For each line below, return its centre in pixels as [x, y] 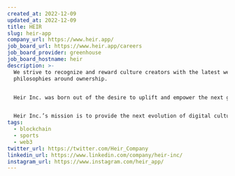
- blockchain [33, 129]
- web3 [23, 142]
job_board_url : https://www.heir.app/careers [74, 46]
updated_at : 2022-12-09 [42, 20]
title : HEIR [24, 27]
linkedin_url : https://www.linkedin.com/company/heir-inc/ [95, 155]
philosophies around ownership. [61, 79]
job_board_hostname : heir [45, 59]
